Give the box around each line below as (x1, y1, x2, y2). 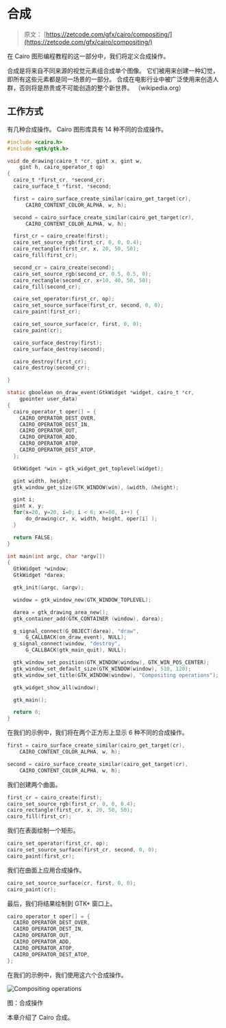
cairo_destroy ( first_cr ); (13, 358, 88, 365)
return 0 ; (13, 709, 41, 716)
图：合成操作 (7, 999, 43, 1007)
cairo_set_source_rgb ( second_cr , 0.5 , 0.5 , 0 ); (13, 270, 152, 277)
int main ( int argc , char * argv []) (7, 552, 106, 560)
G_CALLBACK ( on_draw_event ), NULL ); (25, 634, 127, 641)
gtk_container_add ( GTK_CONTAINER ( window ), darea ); (13, 615, 164, 622)
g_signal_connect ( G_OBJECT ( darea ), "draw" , (13, 628, 139, 634)
